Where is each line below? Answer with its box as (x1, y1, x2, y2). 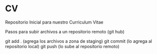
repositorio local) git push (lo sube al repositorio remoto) (5, 43, 120, 49)
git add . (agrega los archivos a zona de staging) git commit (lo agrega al (5, 38, 153, 44)
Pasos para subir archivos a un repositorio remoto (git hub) (5, 28, 125, 34)
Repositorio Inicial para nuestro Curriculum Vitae (5, 19, 104, 25)
